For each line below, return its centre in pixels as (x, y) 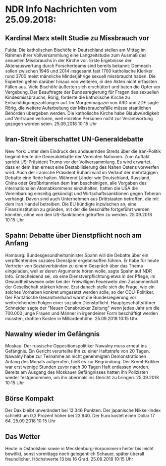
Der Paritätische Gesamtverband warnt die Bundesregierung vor (71, 297)
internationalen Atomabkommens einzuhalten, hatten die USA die (72, 188)
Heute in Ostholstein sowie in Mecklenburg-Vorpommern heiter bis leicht (79, 449)
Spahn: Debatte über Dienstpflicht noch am (74, 235)
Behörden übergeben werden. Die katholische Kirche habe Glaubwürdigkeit (82, 113)
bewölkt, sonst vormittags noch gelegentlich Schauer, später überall (75, 454)
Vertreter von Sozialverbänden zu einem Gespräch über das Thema (74, 266)
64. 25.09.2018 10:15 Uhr (30, 421)
